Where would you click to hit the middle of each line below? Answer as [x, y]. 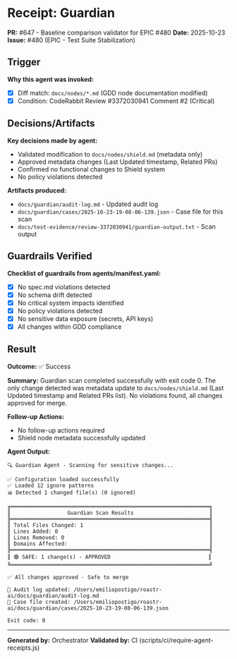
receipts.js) [24, 648]
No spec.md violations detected [64, 286]
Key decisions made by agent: [53, 140]
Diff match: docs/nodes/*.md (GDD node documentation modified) [113, 92]
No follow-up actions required [61, 430]
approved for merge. [37, 403]
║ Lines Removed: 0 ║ [110, 538]
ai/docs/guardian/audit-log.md [53, 595]
